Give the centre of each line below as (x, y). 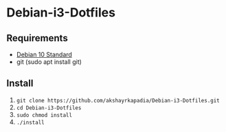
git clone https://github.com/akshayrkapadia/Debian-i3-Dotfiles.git (118, 100)
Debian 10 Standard (44, 54)
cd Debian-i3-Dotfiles (49, 108)
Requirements (37, 38)
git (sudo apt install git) (49, 62)
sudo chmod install (44, 115)
